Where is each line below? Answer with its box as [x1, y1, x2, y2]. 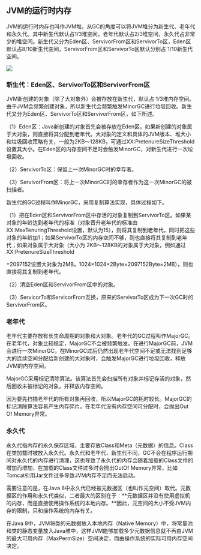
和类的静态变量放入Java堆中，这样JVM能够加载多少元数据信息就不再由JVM [6, 527, 193, 534]
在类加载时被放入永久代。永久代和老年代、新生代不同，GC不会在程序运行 [6, 449, 188, 456]
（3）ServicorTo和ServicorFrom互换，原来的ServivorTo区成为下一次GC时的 [6, 293, 194, 301]
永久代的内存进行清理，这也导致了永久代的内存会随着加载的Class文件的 [16, 457, 194, 464]
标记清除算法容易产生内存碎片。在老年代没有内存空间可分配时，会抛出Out [6, 403, 189, 410]
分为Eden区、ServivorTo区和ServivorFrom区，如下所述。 [16, 110, 158, 118]
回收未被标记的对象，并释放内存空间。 [11, 383, 106, 390]
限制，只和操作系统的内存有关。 [16, 506, 96, 514]
